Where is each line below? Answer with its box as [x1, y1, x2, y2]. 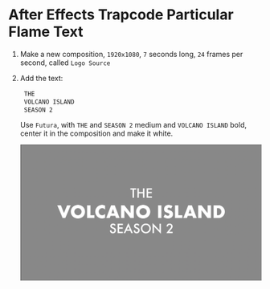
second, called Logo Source [19, 58, 111, 67]
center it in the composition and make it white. [19, 128, 174, 138]
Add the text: [19, 73, 63, 83]
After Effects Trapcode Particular [8, 6, 235, 24]
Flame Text [8, 22, 84, 41]
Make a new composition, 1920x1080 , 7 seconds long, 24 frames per [19, 49, 243, 59]
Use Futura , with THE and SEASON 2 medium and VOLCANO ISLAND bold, [19, 120, 247, 129]
